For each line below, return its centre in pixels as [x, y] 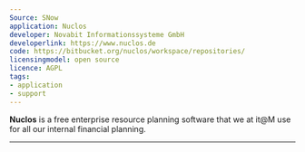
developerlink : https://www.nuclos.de [83, 43]
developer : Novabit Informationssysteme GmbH [97, 34]
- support [28, 93]
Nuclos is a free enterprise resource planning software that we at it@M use [150, 119]
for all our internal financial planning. [78, 128]
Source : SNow [34, 18]
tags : [20, 77]
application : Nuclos [49, 26]
